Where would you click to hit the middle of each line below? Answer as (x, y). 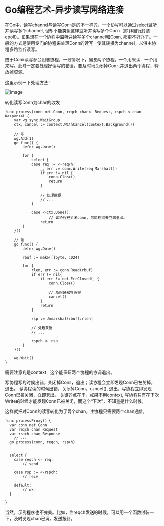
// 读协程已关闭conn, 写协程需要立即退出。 (88, 218)
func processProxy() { (28, 421)
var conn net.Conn (28, 425)
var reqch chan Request (34, 429)
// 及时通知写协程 (65, 292)
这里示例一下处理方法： (29, 82)
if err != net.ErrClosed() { (70, 279)
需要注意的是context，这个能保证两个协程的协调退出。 (60, 372)
